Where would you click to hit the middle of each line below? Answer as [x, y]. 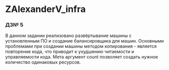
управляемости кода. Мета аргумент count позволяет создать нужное [82, 57]
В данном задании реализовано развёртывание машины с [69, 35]
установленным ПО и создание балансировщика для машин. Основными [84, 41]
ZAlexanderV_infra [45, 9]
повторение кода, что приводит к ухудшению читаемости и [70, 51]
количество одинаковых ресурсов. [43, 62]
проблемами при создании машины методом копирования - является [81, 46]
